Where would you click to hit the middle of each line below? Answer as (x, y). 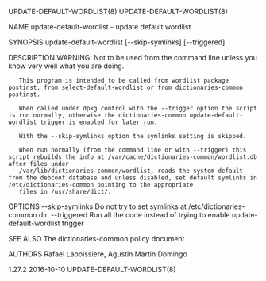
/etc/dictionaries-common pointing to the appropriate (101, 185)
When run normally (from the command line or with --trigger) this (133, 150)
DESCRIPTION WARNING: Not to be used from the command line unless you (133, 58)
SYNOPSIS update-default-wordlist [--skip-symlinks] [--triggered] (117, 42)
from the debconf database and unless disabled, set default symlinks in (133, 178)
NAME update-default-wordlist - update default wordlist (100, 27)
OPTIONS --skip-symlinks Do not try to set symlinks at (97, 206)
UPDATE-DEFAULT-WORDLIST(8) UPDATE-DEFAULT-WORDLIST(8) (118, 12)
